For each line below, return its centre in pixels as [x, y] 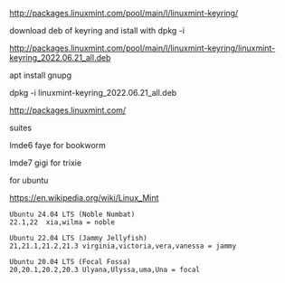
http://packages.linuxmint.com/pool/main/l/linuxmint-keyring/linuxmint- [142, 48]
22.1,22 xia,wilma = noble [62, 222]
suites [21, 127]
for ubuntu [29, 180]
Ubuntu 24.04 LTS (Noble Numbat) [72, 214]
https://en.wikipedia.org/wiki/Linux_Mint [84, 198]
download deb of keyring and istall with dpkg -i [97, 30]
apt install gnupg [41, 75]
